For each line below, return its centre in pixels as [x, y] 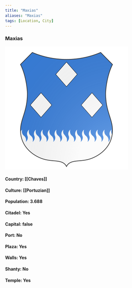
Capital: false [19, 224]
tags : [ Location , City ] [29, 21]
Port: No [14, 235]
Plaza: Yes [16, 246]
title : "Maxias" [22, 10]
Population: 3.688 [24, 202]
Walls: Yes [16, 258]
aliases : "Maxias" [24, 15]
